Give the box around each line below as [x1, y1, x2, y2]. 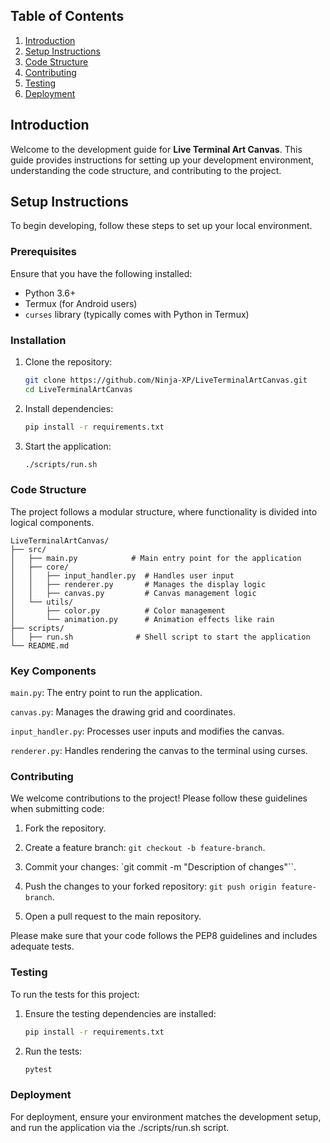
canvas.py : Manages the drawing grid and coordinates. [10, 706, 236, 718]
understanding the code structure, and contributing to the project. [10, 164, 282, 176]
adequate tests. [10, 940, 75, 953]
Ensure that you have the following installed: [10, 267, 193, 279]
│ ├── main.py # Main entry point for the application [10, 553, 302, 563]
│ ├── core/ [10, 562, 70, 572]
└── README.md [10, 640, 70, 651]
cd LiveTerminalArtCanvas [24, 384, 133, 394]
